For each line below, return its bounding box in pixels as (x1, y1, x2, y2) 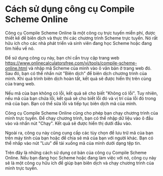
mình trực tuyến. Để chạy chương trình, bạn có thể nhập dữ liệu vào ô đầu (5, 115, 154, 121)
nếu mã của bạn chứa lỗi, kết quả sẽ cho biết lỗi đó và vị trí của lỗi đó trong (5, 95, 156, 101)
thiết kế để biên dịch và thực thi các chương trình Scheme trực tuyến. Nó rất (5, 35, 158, 41)
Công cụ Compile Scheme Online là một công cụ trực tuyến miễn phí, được (5, 30, 156, 36)
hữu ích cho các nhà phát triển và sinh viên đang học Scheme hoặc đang (5, 40, 152, 46)
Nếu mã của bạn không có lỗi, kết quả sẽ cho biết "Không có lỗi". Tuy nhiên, (5, 90, 158, 96)
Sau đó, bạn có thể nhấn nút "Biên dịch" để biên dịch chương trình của (5, 70, 147, 76)
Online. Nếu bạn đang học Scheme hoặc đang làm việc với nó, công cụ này (5, 155, 157, 160)
